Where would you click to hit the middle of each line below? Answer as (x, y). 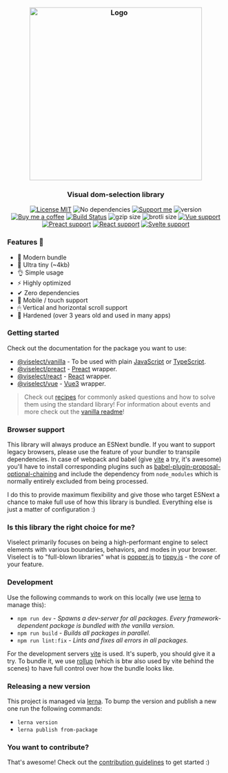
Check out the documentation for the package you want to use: (97, 348)
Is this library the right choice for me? (71, 528)
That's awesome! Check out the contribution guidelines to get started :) (108, 762)
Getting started (33, 333)
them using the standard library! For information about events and (117, 404)
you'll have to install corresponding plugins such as (80, 467)
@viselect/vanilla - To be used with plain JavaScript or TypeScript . (112, 361)
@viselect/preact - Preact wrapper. (67, 369)
